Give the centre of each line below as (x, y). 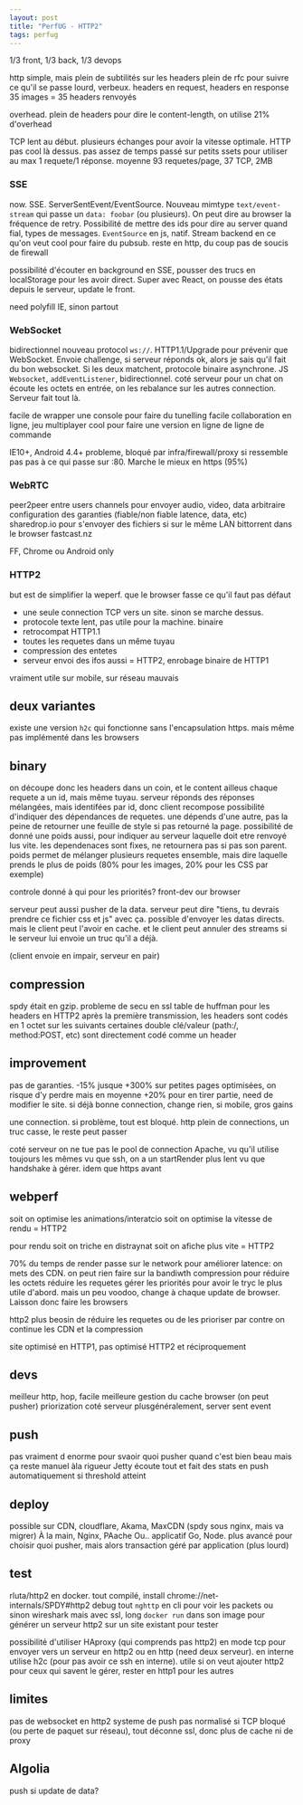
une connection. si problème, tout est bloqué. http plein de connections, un (149, 1122)
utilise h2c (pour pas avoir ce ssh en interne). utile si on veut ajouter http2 (147, 1661)
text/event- (259, 205)
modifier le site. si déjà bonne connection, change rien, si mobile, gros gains (151, 1104)
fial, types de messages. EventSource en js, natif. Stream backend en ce (143, 233)
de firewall (29, 252)
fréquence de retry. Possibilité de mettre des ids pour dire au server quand (148, 224)
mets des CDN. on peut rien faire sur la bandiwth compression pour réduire (150, 1273)
